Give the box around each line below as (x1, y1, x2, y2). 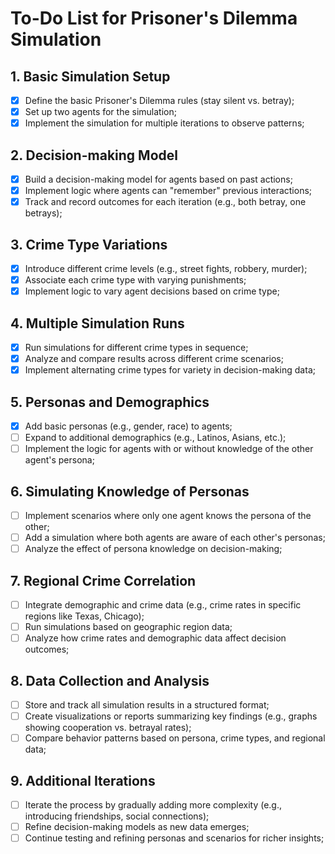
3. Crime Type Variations (10, 236, 168, 253)
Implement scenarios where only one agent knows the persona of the (24, 510, 312, 521)
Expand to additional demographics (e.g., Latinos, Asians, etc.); (24, 432, 287, 444)
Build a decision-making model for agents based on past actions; (24, 173, 293, 185)
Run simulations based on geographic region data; (24, 621, 233, 633)
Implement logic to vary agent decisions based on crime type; (24, 285, 280, 297)
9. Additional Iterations (10, 772, 156, 789)
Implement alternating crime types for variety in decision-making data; (24, 364, 316, 376)
